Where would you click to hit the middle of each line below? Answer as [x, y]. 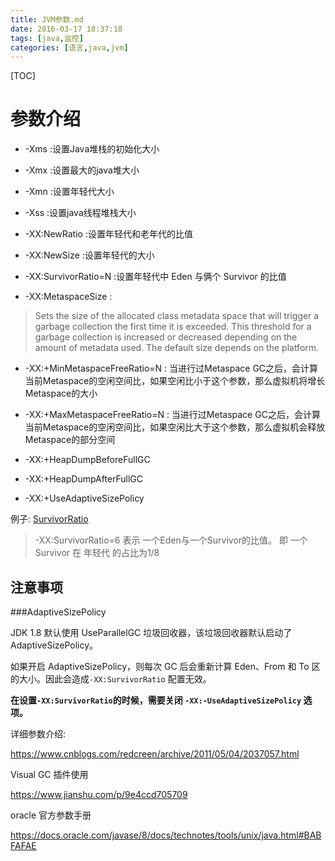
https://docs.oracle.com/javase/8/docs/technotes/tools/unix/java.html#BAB [166, 835]
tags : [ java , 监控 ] [47, 38]
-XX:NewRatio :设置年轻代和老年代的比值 [108, 234]
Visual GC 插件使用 [49, 774]
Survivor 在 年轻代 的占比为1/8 [97, 553]
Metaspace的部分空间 [70, 440]
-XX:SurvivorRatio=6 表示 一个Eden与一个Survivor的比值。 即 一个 [171, 540]
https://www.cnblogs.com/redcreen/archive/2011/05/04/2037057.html [155, 754]
